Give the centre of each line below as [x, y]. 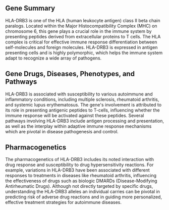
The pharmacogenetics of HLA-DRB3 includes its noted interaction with [79, 160]
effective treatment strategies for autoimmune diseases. [64, 202]
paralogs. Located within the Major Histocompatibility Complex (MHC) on [81, 26]
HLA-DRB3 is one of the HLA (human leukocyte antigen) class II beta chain [83, 20]
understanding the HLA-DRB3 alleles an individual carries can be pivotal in [83, 192]
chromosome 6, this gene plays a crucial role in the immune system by [78, 31]
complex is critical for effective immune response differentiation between [81, 42]
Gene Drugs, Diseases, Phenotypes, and [70, 74]
